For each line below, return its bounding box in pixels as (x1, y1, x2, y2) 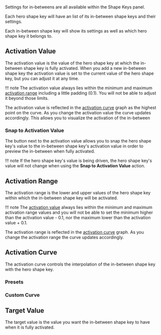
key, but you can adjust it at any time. (5, 75, 79, 81)
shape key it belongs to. (5, 33, 53, 39)
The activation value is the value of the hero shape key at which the (5, 60, 140, 66)
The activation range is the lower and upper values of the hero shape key (5, 190, 151, 195)
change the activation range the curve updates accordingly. (5, 234, 124, 240)
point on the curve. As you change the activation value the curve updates (5, 110, 151, 115)
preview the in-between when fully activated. (5, 148, 95, 154)
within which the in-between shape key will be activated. (5, 195, 118, 201)
